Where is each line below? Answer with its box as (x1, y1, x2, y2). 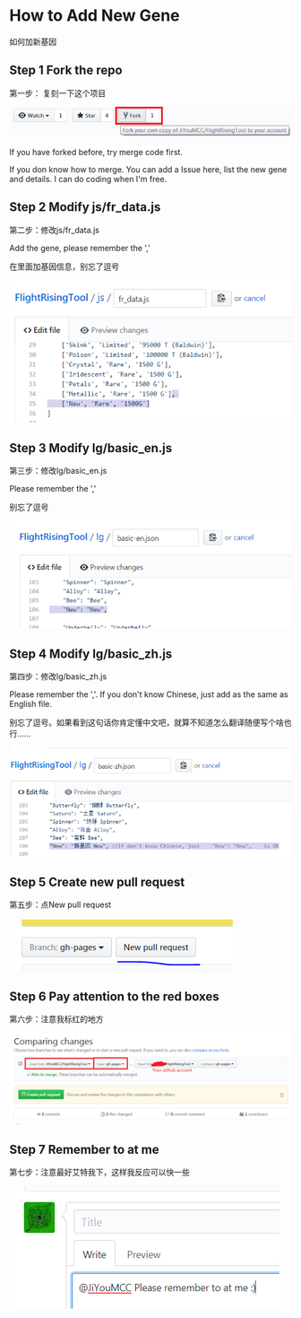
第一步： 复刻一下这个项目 (9, 87, 106, 99)
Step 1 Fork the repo (9, 63, 123, 78)
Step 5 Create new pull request (9, 874, 185, 889)
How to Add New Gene (9, 5, 180, 26)
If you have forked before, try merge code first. (9, 147, 184, 158)
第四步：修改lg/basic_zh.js (9, 671, 107, 682)
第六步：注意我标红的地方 (9, 1014, 104, 1025)
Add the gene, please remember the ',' (9, 242, 150, 253)
